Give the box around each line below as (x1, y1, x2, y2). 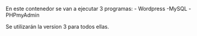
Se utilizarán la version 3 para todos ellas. (5, 23, 110, 30)
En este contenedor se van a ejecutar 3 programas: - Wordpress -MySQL (5, 5, 187, 12)
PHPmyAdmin (5, 11, 40, 19)
